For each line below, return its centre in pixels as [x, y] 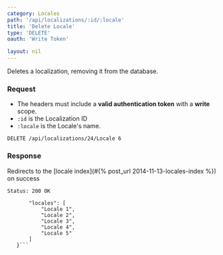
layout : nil [24, 52]
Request [21, 89]
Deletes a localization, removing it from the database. [83, 71]
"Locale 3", [58, 221]
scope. [27, 112]
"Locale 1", [58, 209]
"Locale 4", [58, 227]
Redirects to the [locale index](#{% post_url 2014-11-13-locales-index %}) [112, 171]
